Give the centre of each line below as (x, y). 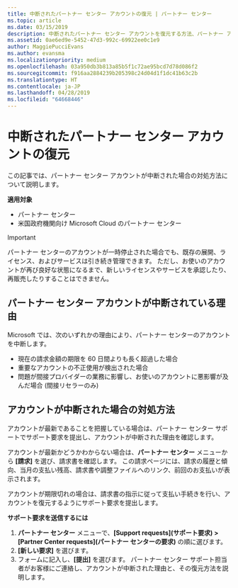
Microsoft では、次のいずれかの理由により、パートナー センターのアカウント (119, 334)
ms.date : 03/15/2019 (38, 27)
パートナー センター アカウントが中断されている (112, 303)
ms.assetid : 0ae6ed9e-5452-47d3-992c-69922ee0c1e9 (84, 40)
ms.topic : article (34, 21)
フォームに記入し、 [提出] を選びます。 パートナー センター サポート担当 (123, 559)
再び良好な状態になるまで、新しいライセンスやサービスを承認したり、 (128, 269)
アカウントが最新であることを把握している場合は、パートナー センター (110, 428)
